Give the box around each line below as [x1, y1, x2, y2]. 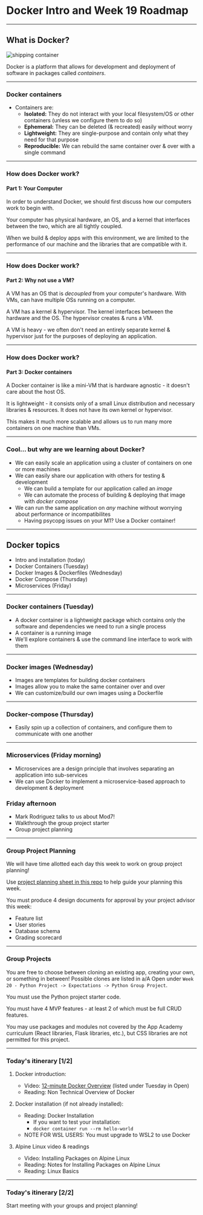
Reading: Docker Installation [24, 1112, 94, 1119]
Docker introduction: [14, 1070, 66, 1077]
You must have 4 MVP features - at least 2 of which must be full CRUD [6, 1005, 182, 1012]
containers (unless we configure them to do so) [24, 117, 143, 124]
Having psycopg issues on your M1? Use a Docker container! [24, 516, 176, 524]
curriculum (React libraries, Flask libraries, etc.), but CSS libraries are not [6, 1029, 188, 1037]
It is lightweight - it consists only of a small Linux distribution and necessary [6, 400, 195, 407]
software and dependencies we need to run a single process [14, 622, 166, 630]
